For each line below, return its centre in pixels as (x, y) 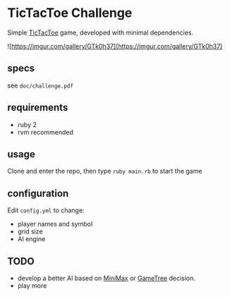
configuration (38, 193)
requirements (38, 108)
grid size (30, 231)
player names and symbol (55, 224)
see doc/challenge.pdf (41, 85)
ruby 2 (27, 124)
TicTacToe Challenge (70, 13)
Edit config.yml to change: (46, 210)
